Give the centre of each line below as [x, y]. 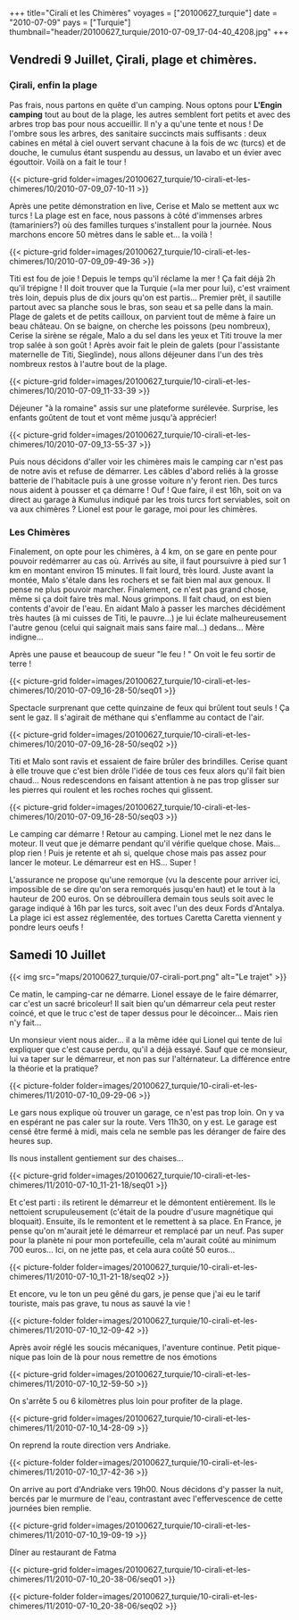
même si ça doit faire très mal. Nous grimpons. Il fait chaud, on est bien [140, 598]
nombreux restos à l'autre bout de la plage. [88, 363]
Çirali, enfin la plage [54, 86]
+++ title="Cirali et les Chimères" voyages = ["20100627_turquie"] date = [144, 13]
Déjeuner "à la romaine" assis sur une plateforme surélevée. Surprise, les [144, 408]
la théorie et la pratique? [54, 1068]
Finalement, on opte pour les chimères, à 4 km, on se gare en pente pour [143, 551]
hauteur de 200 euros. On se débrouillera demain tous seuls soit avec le [141, 898]
